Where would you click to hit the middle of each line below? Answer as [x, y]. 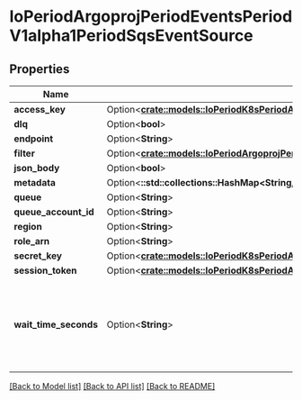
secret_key [38, 256]
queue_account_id [54, 212]
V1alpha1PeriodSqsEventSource [131, 36]
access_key [40, 109]
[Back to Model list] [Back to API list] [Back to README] [112, 386]
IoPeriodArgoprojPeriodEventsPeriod [151, 17]
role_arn [32, 241]
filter [25, 153]
